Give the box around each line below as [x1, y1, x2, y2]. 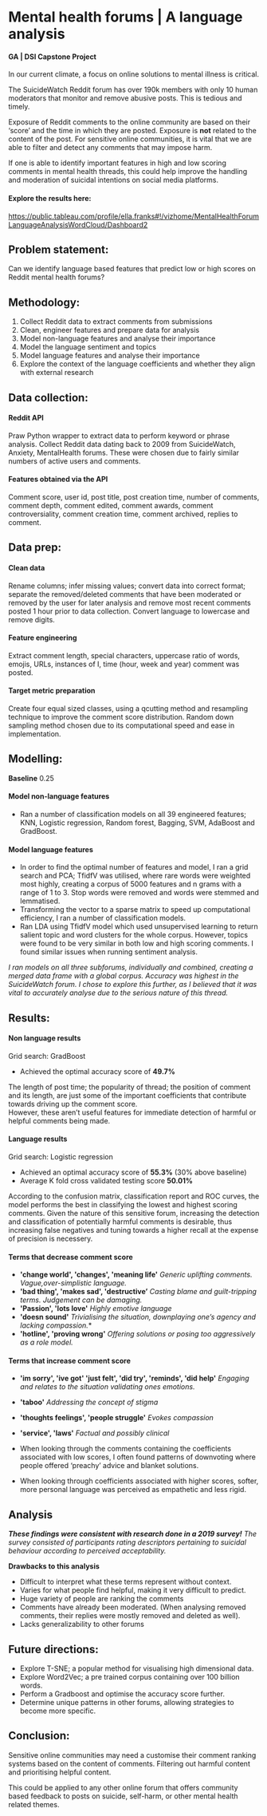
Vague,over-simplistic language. [19, 1278, 128, 1288]
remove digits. [8, 614, 56, 624]
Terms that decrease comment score [8, 1252, 133, 1261]
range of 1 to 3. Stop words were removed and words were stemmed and [19, 888, 259, 898]
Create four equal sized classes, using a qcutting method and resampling [8, 704, 249, 713]
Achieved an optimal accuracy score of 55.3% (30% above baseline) [19, 1167, 247, 1177]
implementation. [8, 729, 61, 739]
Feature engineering [8, 633, 77, 642]
